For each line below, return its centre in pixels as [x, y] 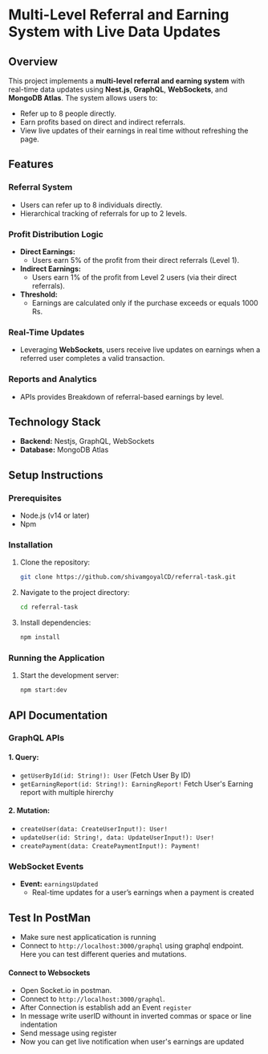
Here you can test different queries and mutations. [103, 954]
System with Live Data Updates [114, 32]
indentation [39, 1025]
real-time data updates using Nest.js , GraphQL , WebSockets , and [118, 89]
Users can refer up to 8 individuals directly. [91, 205]
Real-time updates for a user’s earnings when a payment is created [143, 892]
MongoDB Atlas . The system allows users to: [83, 98]
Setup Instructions [56, 475]
